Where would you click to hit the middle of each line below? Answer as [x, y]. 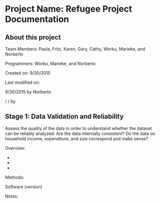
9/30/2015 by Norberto [28, 92]
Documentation [37, 19]
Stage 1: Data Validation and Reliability [64, 117]
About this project [33, 37]
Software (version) [24, 186]
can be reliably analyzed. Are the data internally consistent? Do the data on [80, 133]
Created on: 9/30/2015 [28, 73]
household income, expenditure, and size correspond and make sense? [77, 138]
